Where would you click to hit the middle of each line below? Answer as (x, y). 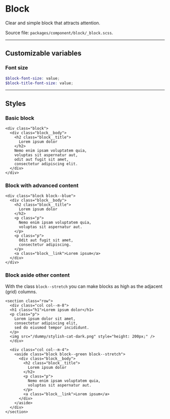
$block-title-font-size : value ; (39, 83)
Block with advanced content (42, 185)
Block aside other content (37, 275)
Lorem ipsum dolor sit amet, (45, 319)
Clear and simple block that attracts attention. (53, 23)
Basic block (20, 118)
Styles (16, 104)
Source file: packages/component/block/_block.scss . (59, 32)
